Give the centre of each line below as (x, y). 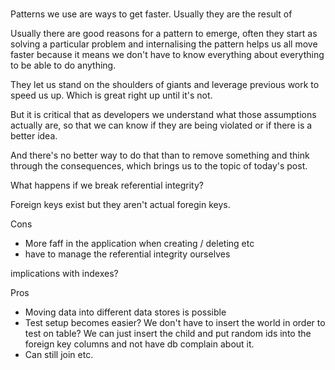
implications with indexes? (64, 274)
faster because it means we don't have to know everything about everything (167, 55)
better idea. (34, 136)
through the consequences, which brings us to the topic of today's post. (159, 166)
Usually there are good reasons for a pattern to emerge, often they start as (164, 34)
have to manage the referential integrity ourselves (127, 254)
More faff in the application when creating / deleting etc (139, 244)
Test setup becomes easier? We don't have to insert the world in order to (175, 323)
